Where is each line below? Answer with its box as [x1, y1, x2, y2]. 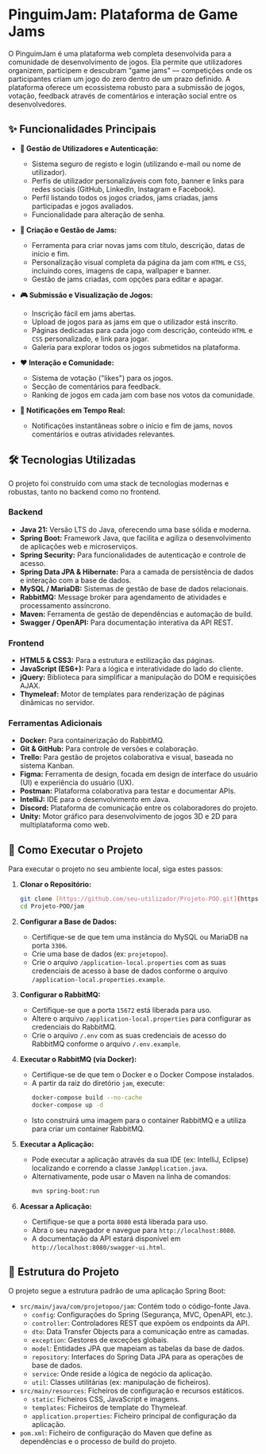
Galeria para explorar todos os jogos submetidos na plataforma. [31, 342, 241, 351]
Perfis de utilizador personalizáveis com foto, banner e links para [31, 176, 245, 185]
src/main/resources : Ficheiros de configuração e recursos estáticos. [19, 1386, 245, 1396]
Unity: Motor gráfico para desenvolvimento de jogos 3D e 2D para [19, 812, 237, 821]
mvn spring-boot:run [31, 1187, 100, 1195]
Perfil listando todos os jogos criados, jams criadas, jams [31, 192, 218, 202]
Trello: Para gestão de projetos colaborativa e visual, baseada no [19, 753, 233, 762]
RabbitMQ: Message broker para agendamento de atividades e [19, 592, 227, 602]
